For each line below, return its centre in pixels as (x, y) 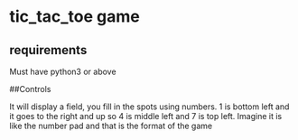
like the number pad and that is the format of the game (111, 126)
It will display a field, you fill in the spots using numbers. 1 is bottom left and (149, 107)
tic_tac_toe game (74, 17)
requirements (48, 50)
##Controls (30, 89)
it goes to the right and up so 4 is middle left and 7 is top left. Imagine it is (146, 116)
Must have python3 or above (63, 71)
